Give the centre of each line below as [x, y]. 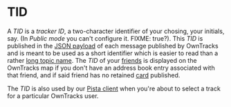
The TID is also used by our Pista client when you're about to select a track [114, 88]
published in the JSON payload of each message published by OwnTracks [113, 46]
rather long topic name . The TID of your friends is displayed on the [102, 60]
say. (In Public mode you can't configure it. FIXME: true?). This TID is [105, 38]
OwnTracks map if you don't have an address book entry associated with [111, 68]
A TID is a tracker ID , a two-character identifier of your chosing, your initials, [116, 31]
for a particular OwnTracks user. [53, 96]
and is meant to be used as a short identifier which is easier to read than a [113, 53]
